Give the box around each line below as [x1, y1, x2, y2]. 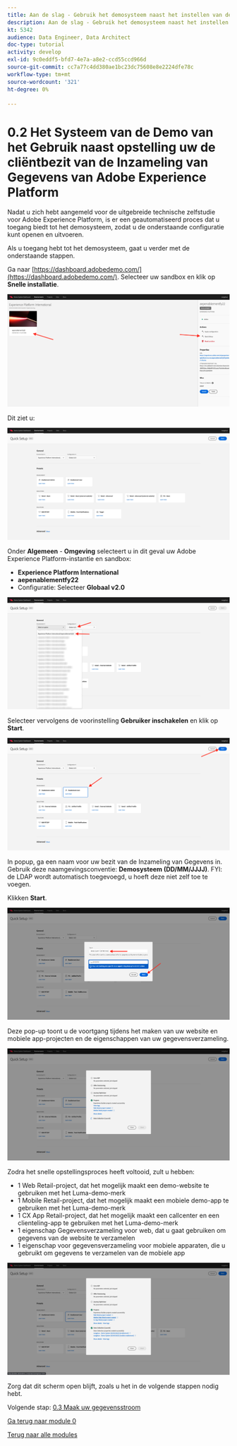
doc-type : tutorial [7, 41, 65, 49]
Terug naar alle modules [7, 1430, 78, 1439]
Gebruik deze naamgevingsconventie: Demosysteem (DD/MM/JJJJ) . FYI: [7, 864, 222, 873]
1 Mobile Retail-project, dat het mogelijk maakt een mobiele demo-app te [17, 1196, 229, 1205]
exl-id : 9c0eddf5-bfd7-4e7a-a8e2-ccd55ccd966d [7, 56, 147, 64]
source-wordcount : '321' [7, 78, 80, 85]
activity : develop [7, 49, 61, 56]
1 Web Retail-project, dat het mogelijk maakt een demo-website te [17, 1181, 209, 1190]
